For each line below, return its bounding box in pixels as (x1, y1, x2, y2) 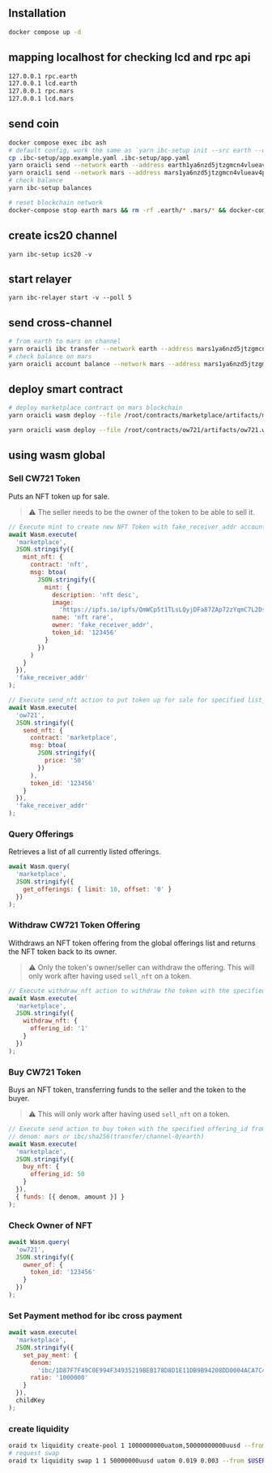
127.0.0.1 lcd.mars (8, 95, 74, 103)
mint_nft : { (23, 553, 63, 561)
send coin (8, 117, 59, 131)
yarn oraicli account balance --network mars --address (8, 360, 201, 368)
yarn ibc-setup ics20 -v (8, 250, 92, 258)
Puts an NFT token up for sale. (8, 491, 110, 501)
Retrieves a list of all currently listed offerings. (8, 847, 162, 857)
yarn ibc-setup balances (8, 184, 92, 192)
